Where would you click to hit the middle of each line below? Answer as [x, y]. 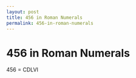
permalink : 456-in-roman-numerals [50, 23]
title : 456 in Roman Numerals [45, 18]
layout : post [23, 12]
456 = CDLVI [22, 70]
